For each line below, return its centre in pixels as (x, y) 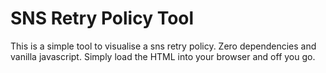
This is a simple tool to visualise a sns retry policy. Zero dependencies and (163, 46)
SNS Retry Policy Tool (102, 18)
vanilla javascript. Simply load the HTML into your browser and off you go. (163, 56)
